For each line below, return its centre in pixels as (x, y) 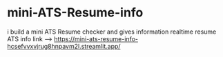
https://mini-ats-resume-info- (96, 38)
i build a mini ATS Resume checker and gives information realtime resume (112, 32)
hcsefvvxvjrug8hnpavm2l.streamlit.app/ (64, 46)
